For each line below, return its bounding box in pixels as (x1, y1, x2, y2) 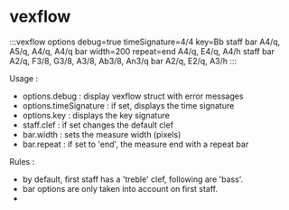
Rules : (9, 156, 35, 167)
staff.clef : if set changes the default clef (22, 119, 174, 130)
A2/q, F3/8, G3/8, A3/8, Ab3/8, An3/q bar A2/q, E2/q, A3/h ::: (9, 55, 238, 66)
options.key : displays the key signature (22, 110, 170, 120)
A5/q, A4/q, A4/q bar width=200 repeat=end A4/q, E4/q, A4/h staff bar (9, 45, 275, 56)
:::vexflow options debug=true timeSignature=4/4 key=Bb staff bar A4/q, (9, 36, 281, 47)
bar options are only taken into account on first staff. (22, 183, 219, 194)
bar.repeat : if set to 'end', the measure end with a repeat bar (22, 138, 249, 149)
